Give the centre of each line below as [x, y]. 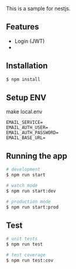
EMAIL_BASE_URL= [26, 138]
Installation [27, 66]
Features [23, 27]
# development [23, 170]
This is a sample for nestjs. [38, 9]
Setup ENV [26, 97]
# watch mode [22, 185]
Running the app [37, 156]
